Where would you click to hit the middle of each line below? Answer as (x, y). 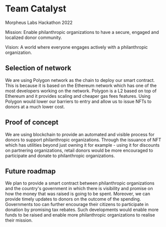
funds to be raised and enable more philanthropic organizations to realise (80, 215)
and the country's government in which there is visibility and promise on (79, 189)
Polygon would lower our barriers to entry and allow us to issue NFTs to (78, 101)
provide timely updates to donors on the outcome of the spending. (73, 199)
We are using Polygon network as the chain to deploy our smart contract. (80, 80)
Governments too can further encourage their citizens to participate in (77, 205)
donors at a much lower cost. (35, 107)
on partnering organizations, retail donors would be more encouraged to (79, 150)
